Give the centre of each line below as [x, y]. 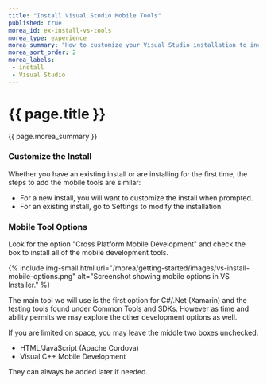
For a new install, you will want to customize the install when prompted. [136, 198]
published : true [35, 23]
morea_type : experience [48, 38]
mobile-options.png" [42, 277]
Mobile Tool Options [48, 227]
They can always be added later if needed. [78, 372]
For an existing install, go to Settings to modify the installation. [122, 206]
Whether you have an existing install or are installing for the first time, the [128, 174]
